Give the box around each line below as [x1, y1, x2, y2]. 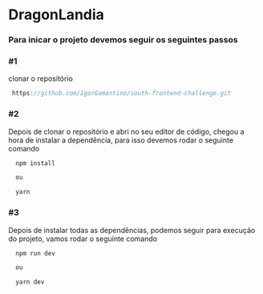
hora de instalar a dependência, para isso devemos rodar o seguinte [8, 135, 234, 145]
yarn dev [15, 278, 45, 286]
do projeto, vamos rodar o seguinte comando [8, 234, 158, 244]
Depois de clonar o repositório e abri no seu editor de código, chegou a [8, 127, 245, 136]
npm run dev [15, 249, 56, 257]
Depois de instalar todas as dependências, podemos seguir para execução [8, 225, 256, 235]
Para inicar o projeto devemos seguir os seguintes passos [8, 34, 238, 46]
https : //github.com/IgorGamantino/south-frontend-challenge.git [11, 90, 231, 98]
